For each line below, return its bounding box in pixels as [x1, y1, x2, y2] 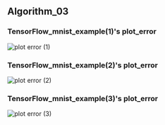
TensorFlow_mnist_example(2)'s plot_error [7, 60, 159, 70]
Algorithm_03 [7, 6, 69, 18]
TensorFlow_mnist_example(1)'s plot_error [7, 27, 157, 37]
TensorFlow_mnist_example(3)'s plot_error [7, 93, 159, 103]
